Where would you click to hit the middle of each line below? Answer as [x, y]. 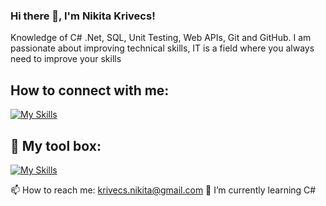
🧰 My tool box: [56, 145]
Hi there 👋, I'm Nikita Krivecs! [83, 16]
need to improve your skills [66, 59]
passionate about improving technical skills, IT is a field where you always [162, 48]
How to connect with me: [90, 90]
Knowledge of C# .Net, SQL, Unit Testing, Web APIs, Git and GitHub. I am [161, 38]
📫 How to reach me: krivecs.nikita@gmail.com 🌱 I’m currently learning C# [163, 190]
